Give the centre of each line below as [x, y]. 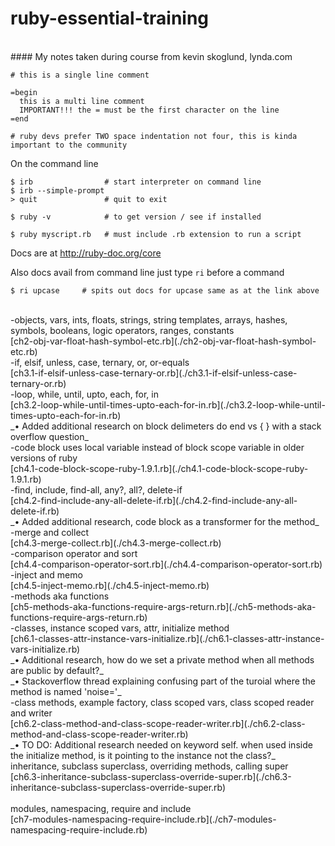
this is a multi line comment [82, 101]
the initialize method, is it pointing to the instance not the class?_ [143, 755]
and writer [31, 713]
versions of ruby [44, 458]
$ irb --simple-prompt [57, 190]
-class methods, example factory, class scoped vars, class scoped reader [162, 702]
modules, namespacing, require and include [101, 808]
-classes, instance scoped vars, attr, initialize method [120, 628]
